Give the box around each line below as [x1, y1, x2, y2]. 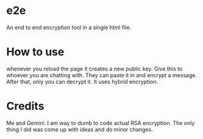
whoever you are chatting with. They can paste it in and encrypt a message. [6, 71, 197, 79]
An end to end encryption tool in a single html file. [6, 24, 132, 31]
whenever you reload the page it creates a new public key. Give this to [6, 65, 183, 72]
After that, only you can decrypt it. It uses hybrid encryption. [6, 78, 158, 85]
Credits [6, 100, 45, 113]
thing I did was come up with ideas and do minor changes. [6, 126, 154, 133]
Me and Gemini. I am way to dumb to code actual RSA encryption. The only [6, 119, 195, 126]
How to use [6, 45, 65, 59]
